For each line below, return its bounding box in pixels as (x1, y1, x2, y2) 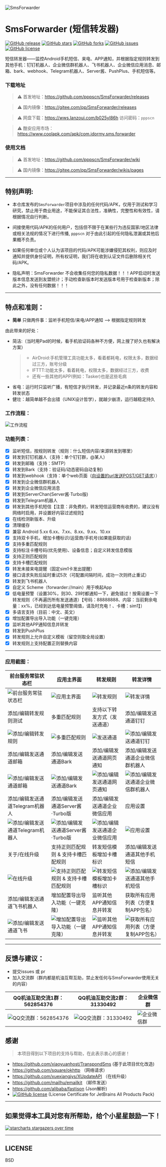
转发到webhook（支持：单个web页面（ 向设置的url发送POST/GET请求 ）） (12, 473, 160, 479)
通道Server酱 (51, 802, 82, 809)
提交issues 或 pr (12, 968, 45, 974)
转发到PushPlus (12, 628, 44, 633)
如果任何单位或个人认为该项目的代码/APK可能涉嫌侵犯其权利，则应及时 (12, 247, 157, 253)
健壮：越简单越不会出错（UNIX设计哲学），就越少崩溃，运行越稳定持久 (12, 396, 156, 402)
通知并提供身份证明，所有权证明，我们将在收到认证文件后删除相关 (12, 253, 147, 259)
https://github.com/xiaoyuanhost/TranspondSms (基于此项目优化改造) (12, 1061, 155, 1067)
